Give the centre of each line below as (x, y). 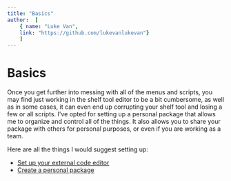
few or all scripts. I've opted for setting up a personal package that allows (111, 114)
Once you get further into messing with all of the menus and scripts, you (110, 92)
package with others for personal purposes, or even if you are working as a (114, 129)
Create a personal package (56, 170)
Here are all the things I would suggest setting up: (78, 149)
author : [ (23, 20)
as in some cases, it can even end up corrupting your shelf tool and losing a (115, 107)
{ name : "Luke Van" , (49, 26)
